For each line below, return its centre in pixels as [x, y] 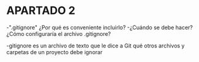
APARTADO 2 [41, 11]
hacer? [184, 27]
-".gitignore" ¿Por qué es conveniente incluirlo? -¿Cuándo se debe [90, 27]
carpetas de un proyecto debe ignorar [54, 52]
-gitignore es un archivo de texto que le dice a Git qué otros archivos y [96, 46]
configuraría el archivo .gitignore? [68, 33]
